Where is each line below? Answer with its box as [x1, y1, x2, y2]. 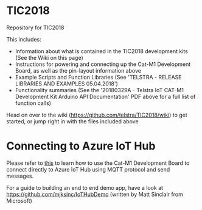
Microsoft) [6, 197, 32, 205]
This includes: [6, 35, 41, 43]
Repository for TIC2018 [6, 24, 64, 31]
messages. [6, 172, 34, 179]
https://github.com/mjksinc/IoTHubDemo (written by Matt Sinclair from [6, 190, 184, 198]
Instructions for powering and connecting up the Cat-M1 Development [15, 60, 191, 68]
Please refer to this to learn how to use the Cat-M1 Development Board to [6, 159, 190, 167]
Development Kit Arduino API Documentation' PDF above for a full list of [15, 93, 196, 100]
